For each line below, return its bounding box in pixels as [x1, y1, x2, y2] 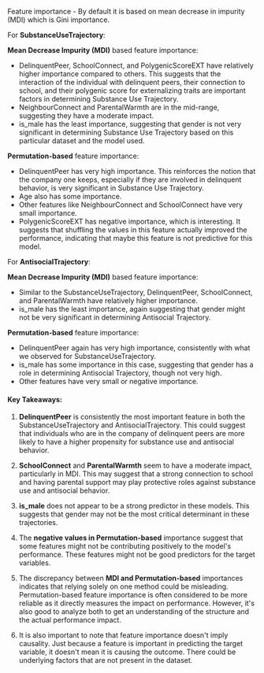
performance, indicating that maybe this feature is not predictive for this [18, 234, 253, 242]
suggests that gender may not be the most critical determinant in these [18, 509, 250, 519]
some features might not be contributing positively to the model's [18, 542, 232, 551]
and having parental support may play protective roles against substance [18, 478, 256, 487]
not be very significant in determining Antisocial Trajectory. [18, 312, 211, 322]
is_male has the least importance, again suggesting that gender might [18, 305, 246, 313]
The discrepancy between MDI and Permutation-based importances [18, 574, 244, 583]
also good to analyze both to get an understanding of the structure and [18, 607, 250, 616]
